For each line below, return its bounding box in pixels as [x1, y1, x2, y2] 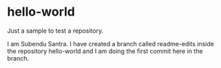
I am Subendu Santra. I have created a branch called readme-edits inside [7, 39, 215, 48]
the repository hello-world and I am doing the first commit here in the [7, 47, 203, 55]
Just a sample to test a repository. [7, 27, 104, 35]
